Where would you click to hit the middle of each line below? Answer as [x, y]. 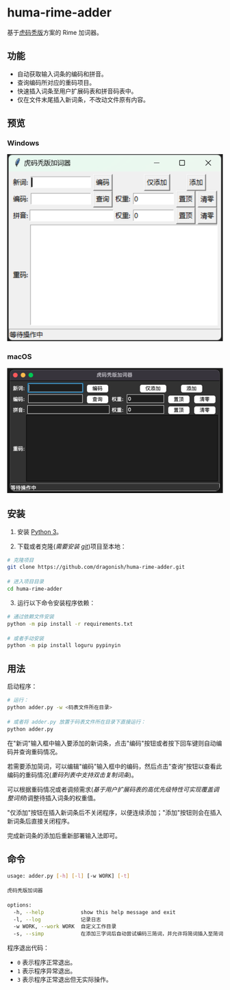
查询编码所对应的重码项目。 [56, 82]
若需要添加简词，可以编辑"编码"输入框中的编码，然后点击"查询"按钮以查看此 [115, 766]
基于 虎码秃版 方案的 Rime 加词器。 [55, 32]
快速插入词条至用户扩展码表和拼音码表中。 [77, 91]
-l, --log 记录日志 [57, 919]
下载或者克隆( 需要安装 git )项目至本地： [72, 546]
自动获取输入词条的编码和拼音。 [62, 74]
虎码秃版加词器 [25, 891]
